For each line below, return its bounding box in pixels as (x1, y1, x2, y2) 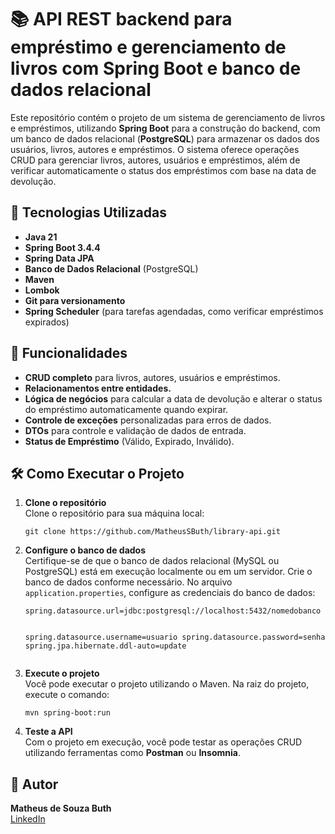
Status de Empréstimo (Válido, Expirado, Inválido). (24, 435, 235, 447)
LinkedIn (10, 813, 46, 825)
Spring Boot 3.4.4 (24, 241, 101, 253)
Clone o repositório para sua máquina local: (24, 507, 205, 520)
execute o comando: (24, 689, 110, 701)
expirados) (24, 316, 70, 328)
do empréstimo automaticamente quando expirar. (24, 403, 229, 415)
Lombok (24, 284, 60, 296)
